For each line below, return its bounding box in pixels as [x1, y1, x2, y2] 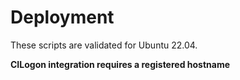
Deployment [10, 6, 115, 29]
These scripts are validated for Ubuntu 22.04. [10, 39, 198, 51]
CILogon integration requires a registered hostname [10, 58, 231, 70]
